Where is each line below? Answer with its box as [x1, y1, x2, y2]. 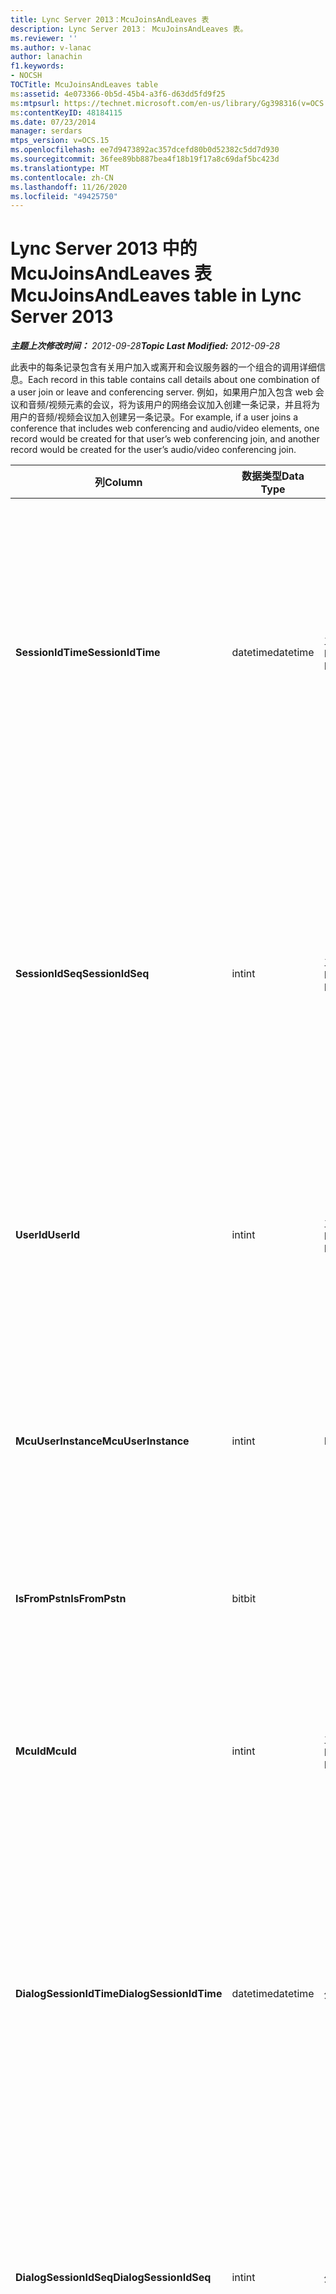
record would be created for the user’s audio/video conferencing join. [10, 444, 297, 456]
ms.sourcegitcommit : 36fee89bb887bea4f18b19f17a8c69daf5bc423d [10, 154, 280, 164]
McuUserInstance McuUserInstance [15, 1434, 190, 1448]
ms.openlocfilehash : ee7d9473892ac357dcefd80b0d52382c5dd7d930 [10, 145, 280, 155]
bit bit [231, 1592, 257, 1606]
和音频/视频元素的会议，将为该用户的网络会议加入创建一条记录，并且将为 [18, 399, 321, 411]
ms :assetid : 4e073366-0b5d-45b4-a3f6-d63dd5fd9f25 [10, 89, 226, 99]
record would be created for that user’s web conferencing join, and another [10, 433, 320, 445]
